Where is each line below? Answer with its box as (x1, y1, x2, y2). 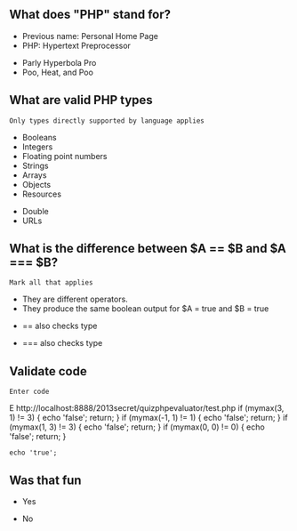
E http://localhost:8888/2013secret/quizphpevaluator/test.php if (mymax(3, (9, 403, 285, 414)
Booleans (21, 132, 57, 142)
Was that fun (9, 472, 82, 487)
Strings (21, 160, 49, 171)
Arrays (21, 169, 47, 181)
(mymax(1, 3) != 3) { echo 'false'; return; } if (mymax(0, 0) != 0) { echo (9, 422, 265, 432)
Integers (21, 141, 53, 152)
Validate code (9, 364, 87, 379)
